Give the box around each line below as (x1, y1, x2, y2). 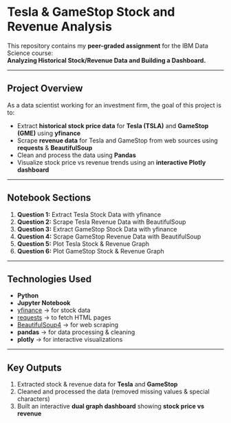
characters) (16, 395, 50, 403)
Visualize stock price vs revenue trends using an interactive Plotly (16, 158, 206, 166)
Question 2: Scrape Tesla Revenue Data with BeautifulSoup (16, 218, 186, 226)
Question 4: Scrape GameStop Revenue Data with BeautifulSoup (16, 232, 201, 240)
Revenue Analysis (7, 19, 112, 34)
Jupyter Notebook (16, 299, 71, 307)
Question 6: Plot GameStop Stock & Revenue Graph (16, 247, 165, 255)
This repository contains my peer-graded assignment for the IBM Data (7, 41, 208, 50)
